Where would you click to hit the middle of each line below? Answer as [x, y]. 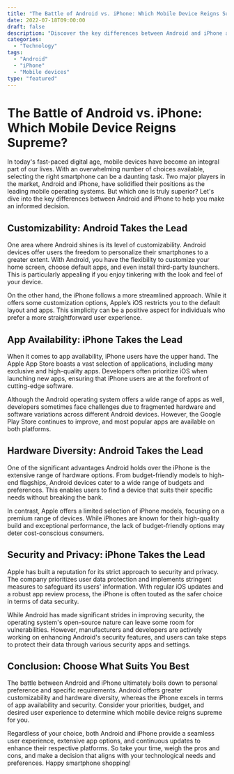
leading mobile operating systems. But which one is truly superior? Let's [111, 192]
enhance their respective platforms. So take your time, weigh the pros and [114, 748]
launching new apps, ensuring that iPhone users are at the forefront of [108, 378]
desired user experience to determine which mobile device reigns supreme [115, 713]
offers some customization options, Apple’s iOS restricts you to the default [114, 303]
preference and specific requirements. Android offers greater [95, 690]
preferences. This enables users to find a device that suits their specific [110, 490]
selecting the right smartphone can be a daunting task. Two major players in [116, 177]
